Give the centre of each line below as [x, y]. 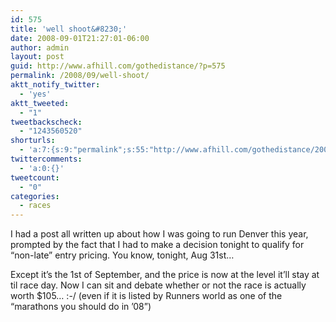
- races [35, 206]
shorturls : [33, 141]
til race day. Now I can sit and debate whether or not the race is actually [158, 285]
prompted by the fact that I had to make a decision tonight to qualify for [157, 245]
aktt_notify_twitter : [55, 85]
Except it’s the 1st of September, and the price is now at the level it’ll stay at [165, 275]
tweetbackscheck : [46, 122]
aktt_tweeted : [40, 103]
